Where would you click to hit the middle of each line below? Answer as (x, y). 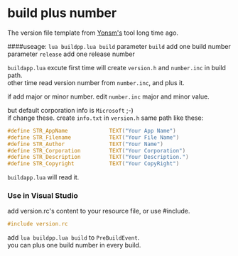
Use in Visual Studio (43, 196)
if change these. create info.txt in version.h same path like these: (106, 118)
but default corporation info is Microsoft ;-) (70, 110)
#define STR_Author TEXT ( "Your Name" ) (85, 144)
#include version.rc (38, 224)
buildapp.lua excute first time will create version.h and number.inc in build (117, 67)
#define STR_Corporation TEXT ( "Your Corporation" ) (97, 150)
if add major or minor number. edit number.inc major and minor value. (108, 96)
